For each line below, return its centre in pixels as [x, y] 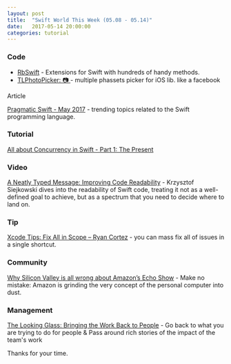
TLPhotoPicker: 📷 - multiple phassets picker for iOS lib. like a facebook [119, 79]
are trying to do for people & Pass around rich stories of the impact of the [111, 333]
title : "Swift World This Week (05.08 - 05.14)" [80, 20]
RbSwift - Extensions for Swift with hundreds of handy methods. [108, 72]
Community [27, 262]
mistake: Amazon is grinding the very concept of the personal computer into [115, 285]
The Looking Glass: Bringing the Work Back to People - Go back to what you [115, 325]
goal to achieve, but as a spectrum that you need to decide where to [128, 197]
